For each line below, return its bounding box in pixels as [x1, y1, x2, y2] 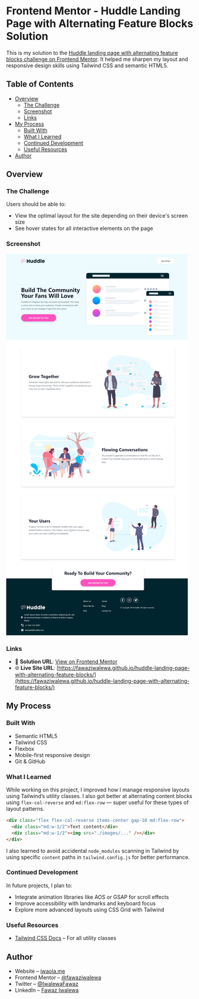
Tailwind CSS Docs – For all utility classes [14, 935, 117, 942]
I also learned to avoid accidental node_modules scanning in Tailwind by [6, 847, 179, 854]
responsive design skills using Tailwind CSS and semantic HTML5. [6, 61, 168, 69]
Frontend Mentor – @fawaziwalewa [14, 973, 102, 981]
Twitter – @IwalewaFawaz [14, 980, 79, 987]
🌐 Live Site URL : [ [14, 665, 59, 672]
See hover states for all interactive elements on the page [14, 225, 153, 232]
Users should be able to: [6, 201, 67, 208]
